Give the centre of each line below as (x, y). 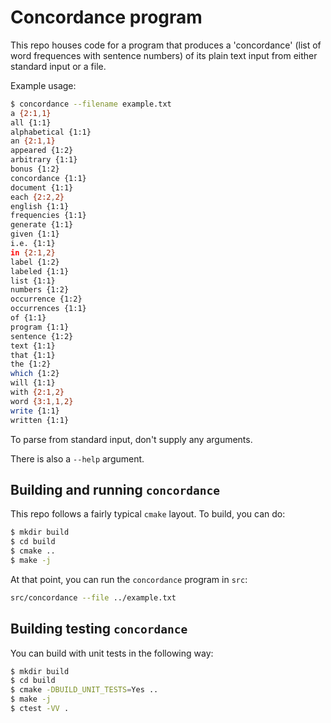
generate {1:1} (42, 225)
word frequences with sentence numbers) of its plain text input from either (164, 55)
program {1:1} (40, 327)
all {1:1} (31, 122)
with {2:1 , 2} (37, 392)
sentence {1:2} (42, 336)
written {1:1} (40, 420)
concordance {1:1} (48, 178)
